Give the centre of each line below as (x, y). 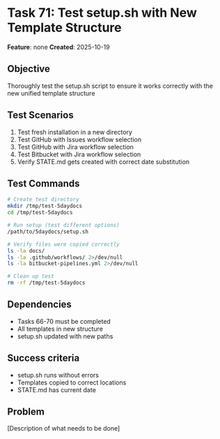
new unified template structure (51, 93)
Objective (29, 69)
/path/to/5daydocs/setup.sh (48, 232)
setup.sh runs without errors (58, 375)
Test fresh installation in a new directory (74, 132)
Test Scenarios (41, 116)
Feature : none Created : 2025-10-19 (58, 47)
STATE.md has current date (56, 389)
